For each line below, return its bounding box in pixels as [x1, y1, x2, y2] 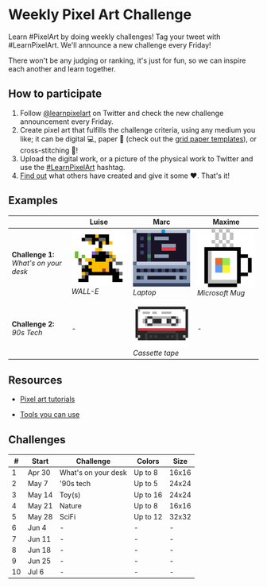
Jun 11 [27, 534, 52, 543]
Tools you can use [19, 410, 80, 419]
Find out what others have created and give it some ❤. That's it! [19, 171, 230, 180]
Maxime [212, 217, 240, 227]
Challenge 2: [11, 319, 55, 329]
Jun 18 [27, 545, 52, 554]
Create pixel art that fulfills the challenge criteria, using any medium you [19, 125, 256, 134]
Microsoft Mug [197, 288, 246, 298]
